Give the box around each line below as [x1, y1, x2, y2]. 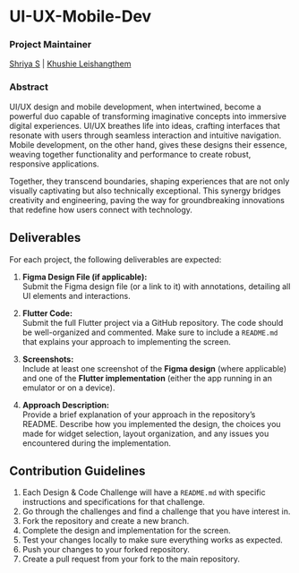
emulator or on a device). [21, 382, 115, 393]
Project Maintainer [9, 38, 92, 51]
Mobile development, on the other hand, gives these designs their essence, [9, 139, 287, 150]
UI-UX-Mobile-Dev [9, 6, 152, 27]
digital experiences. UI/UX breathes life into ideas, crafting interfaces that [9, 120, 280, 131]
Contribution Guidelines [9, 463, 146, 478]
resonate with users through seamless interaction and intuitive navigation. [9, 130, 282, 141]
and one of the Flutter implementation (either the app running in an [21, 372, 273, 383]
